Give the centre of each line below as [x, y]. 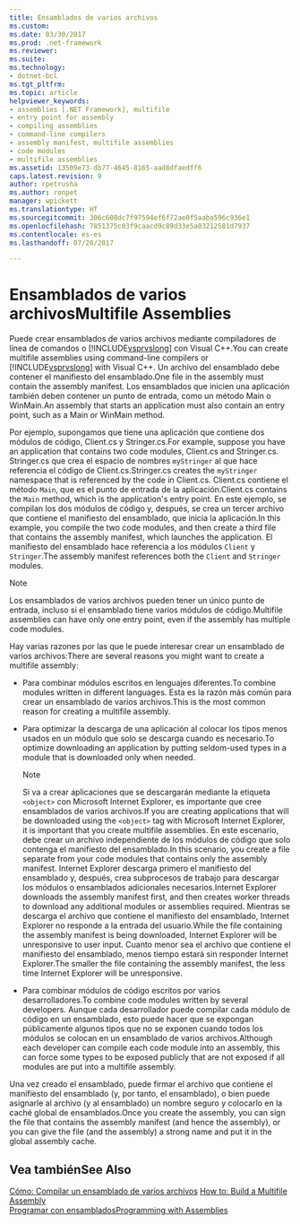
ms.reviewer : [34, 51]
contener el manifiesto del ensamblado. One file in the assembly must [137, 377]
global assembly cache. [53, 1142]
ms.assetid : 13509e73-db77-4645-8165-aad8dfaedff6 [106, 168]
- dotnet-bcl [34, 76]
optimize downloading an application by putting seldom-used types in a [154, 748]
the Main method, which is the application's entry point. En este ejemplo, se [148, 499]
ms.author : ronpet [43, 193]
